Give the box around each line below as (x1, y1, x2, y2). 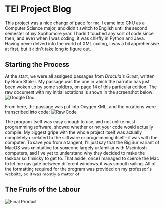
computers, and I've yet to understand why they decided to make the (5, 150, 145, 156)
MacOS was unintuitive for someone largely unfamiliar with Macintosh (5, 144, 147, 151)
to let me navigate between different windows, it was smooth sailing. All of (5, 160, 156, 166)
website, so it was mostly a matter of (5, 171, 80, 177)
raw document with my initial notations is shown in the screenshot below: (5, 89, 154, 95)
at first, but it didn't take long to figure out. (5, 46, 91, 52)
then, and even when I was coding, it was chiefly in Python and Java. (5, 35, 145, 41)
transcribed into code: (5, 109, 50, 115)
